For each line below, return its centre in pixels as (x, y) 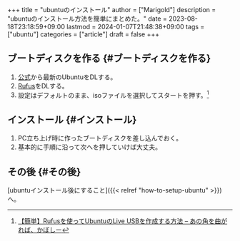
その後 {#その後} (44, 171)
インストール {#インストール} (72, 119)
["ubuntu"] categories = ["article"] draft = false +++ (83, 34)
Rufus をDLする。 (43, 86)
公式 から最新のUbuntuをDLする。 (67, 77)
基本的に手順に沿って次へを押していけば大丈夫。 (90, 147)
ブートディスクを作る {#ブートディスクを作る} (109, 58)
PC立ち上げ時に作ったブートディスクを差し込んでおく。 (100, 138)
